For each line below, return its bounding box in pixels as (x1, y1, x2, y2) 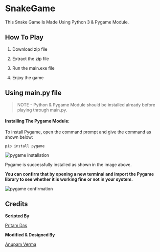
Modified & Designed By (5, 231, 55, 237)
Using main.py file (5, 89, 62, 97)
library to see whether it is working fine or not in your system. (5, 176, 133, 182)
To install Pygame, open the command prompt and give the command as (5, 129, 152, 135)
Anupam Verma (5, 241, 37, 247)
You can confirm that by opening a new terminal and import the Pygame (5, 171, 154, 177)
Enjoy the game (12, 74, 44, 81)
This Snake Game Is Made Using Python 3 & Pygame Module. (5, 19, 129, 25)
